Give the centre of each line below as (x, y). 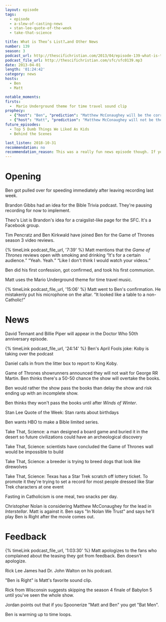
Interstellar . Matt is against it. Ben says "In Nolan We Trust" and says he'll (80, 511)
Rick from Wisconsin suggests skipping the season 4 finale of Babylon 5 (79, 590)
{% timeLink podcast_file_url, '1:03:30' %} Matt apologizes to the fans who (81, 550)
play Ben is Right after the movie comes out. (50, 517)
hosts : (12, 79)
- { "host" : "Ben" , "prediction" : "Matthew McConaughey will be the (81, 115)
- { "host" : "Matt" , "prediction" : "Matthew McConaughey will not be (82, 120)
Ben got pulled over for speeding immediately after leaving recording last (79, 190)
